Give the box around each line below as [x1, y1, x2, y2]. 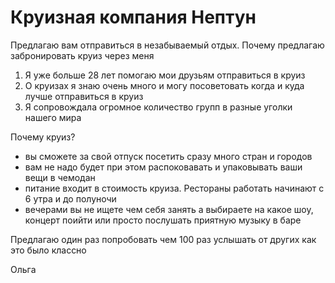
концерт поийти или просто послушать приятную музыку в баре [24, 214, 302, 226]
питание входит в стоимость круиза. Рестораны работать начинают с [24, 182, 325, 194]
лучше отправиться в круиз [24, 90, 144, 102]
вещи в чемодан [24, 171, 96, 183]
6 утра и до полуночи [24, 192, 117, 205]
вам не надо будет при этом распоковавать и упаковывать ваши [24, 161, 303, 173]
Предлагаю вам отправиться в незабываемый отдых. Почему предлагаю [10, 39, 325, 51]
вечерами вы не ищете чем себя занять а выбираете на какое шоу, [24, 203, 314, 215]
